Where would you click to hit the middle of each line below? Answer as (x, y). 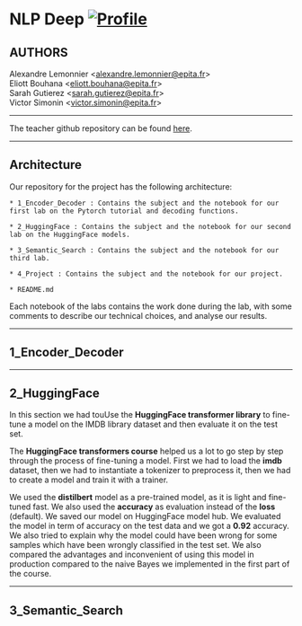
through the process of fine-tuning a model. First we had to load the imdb (146, 461)
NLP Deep (47, 19)
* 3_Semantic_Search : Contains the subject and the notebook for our (144, 250)
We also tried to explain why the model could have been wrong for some (143, 535)
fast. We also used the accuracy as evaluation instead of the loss (154, 507)
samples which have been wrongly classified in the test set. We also (136, 545)
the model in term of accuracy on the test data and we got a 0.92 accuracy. (149, 526)
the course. (31, 574)
